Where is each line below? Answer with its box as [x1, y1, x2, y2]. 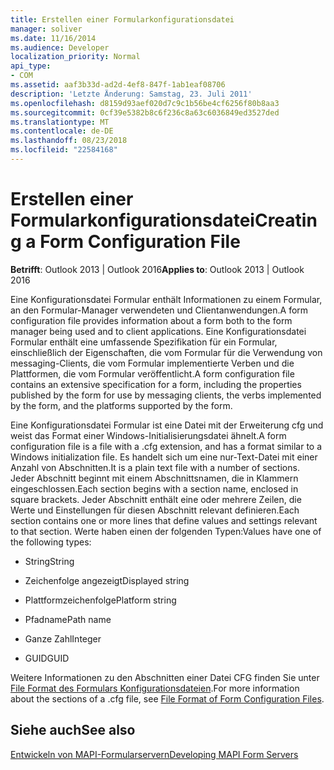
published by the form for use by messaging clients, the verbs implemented [10, 389, 322, 401]
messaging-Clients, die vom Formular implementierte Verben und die [10, 357, 295, 369]
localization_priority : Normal [10, 52, 141, 62]
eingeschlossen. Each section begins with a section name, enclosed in [10, 482, 299, 495]
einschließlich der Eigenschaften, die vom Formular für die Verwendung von [10, 346, 323, 358]
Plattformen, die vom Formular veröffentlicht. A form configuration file [10, 367, 295, 380]
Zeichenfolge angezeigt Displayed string [24, 574, 190, 586]
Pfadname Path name [24, 613, 112, 625]
